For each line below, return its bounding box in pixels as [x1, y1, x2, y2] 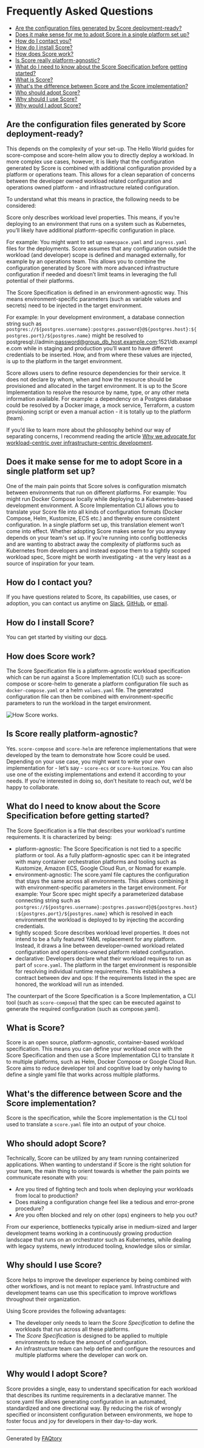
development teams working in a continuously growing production [6, 1229, 172, 1237]
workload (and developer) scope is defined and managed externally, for [6, 251, 186, 259]
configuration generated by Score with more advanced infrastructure [6, 264, 179, 271]
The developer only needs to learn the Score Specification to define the [15, 1319, 195, 1326]
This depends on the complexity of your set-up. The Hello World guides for [6, 144, 194, 152]
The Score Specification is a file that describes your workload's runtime [6, 827, 186, 834]
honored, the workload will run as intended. [15, 981, 124, 988]
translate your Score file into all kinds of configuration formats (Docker [6, 508, 183, 515]
